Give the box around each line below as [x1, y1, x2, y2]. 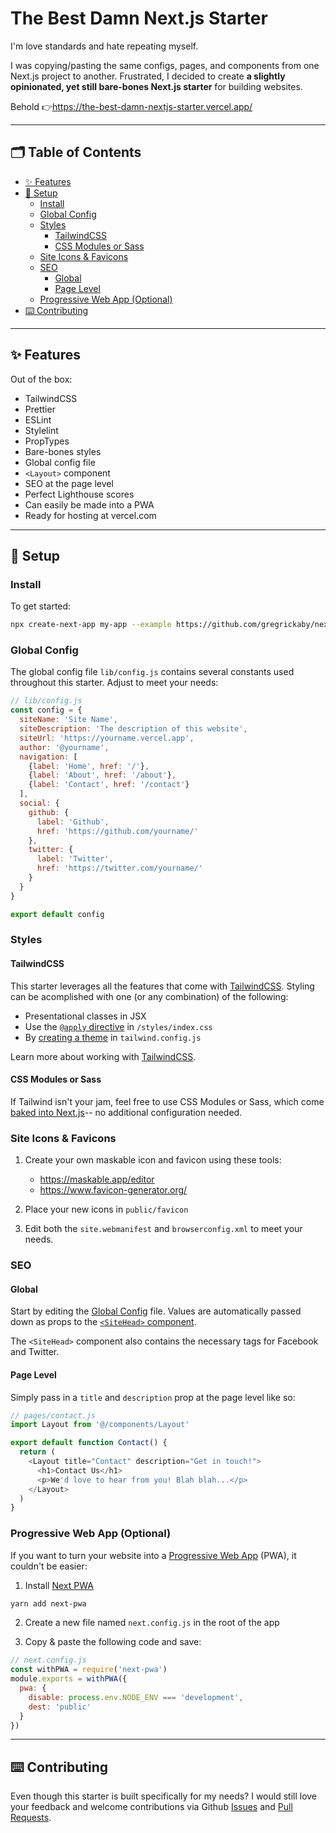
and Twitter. [10, 1346, 60, 1358]
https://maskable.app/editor [39, 1173, 155, 1186]
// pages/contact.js [10, 1410, 97, 1421]
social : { [19, 798, 60, 809]
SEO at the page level [24, 477, 114, 489]
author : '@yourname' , [19, 742, 110, 752]
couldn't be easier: [10, 1560, 88, 1572]
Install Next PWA [24, 1579, 94, 1591]
